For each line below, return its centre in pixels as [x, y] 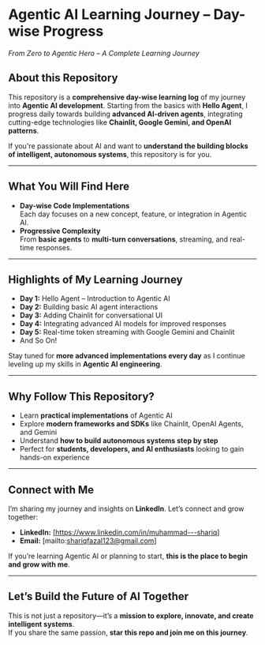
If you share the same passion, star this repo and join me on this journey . [128, 632]
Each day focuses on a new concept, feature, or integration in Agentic [133, 214]
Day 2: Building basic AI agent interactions [89, 307]
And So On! [38, 340]
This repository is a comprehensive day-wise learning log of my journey [127, 97]
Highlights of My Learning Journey [95, 279]
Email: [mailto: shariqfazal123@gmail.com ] [88, 541]
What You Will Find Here [69, 187]
